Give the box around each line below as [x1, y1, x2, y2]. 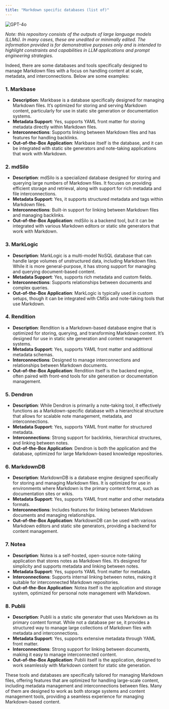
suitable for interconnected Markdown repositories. [12, 579, 120, 585]
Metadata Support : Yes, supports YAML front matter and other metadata [12, 496, 164, 502]
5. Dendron [5, 391, 33, 398]
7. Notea [5, 541, 26, 548]
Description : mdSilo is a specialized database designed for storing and [12, 175, 160, 181]
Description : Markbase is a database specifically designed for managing [12, 97, 164, 103]
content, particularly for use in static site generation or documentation [12, 107, 158, 114]
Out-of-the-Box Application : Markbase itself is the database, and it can [12, 140, 163, 146]
